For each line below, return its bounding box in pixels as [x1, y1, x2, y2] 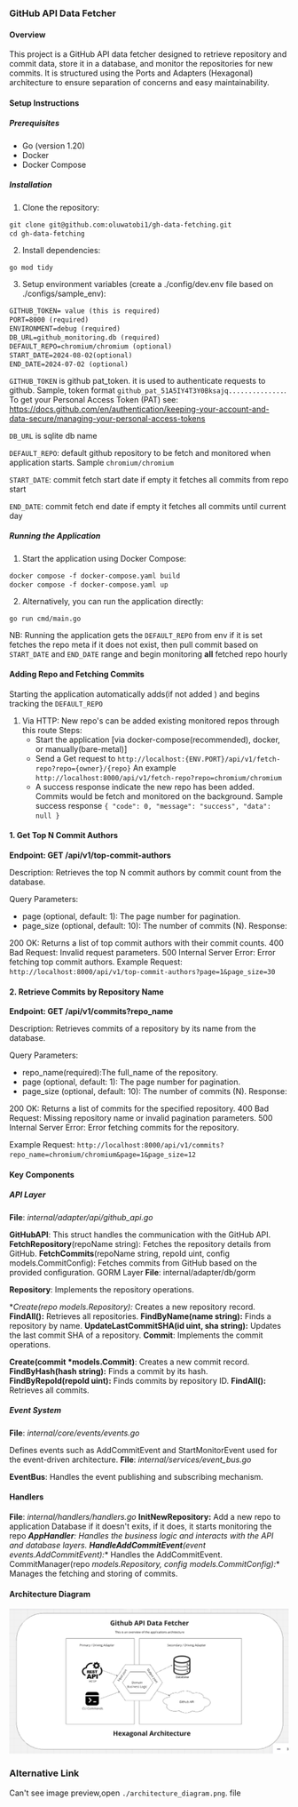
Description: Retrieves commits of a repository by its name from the [9, 1023, 257, 1034]
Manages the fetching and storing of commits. [9, 1568, 178, 1579]
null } [35, 812, 60, 820]
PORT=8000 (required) [9, 315, 90, 324]
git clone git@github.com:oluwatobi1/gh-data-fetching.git [9, 220, 232, 229]
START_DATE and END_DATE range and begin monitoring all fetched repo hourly [9, 648, 288, 660]
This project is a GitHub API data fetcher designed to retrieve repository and [9, 49, 287, 60]
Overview [9, 29, 46, 40]
